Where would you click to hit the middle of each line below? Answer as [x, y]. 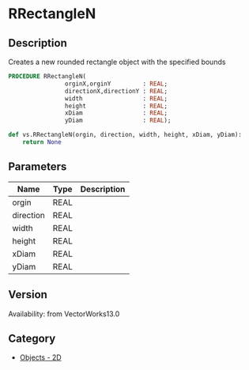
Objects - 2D [40, 357]
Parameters [38, 167]
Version [28, 294]
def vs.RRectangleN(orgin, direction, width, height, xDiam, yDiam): [125, 135]
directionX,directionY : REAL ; [116, 91]
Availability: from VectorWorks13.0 [64, 314]
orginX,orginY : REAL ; [116, 84]
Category [32, 338]
